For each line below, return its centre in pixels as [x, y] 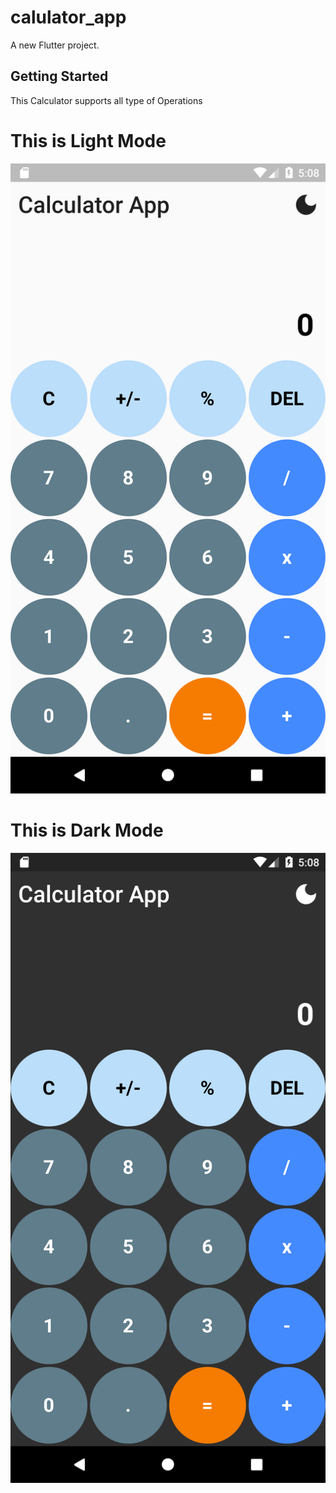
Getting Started [59, 76]
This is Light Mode [88, 140]
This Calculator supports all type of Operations [106, 100]
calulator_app [68, 17]
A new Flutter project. [55, 45]
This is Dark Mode [87, 830]
